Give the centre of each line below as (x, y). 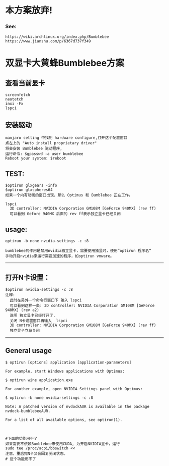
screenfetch (18, 95)
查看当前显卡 (25, 83)
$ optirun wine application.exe (39, 380)
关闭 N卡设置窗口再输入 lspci (39, 321)
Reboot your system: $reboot (36, 159)
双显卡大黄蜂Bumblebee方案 (65, 63)
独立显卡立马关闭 (25, 330)
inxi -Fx (14, 104)
